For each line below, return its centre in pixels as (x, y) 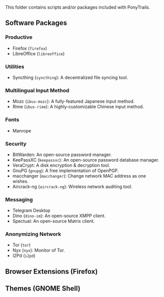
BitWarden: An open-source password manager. (62, 155)
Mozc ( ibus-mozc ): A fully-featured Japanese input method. (73, 101)
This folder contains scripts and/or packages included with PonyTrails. (78, 7)
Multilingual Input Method (37, 90)
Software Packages (36, 23)
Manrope (22, 130)
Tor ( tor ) (21, 245)
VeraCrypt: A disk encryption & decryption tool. (61, 165)
